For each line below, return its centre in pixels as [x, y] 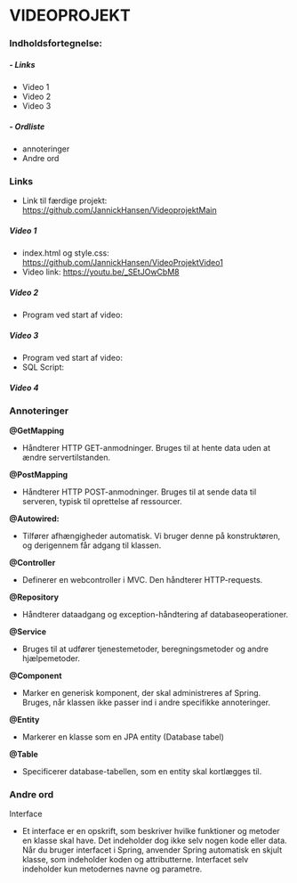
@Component [36, 675]
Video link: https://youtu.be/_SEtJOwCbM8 [100, 272]
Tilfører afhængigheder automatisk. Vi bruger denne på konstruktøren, [151, 536]
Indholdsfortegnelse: [56, 44]
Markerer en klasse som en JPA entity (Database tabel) [123, 737]
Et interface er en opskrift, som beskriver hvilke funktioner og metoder [151, 830]
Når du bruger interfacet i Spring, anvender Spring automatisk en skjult [152, 850]
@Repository [34, 597]
